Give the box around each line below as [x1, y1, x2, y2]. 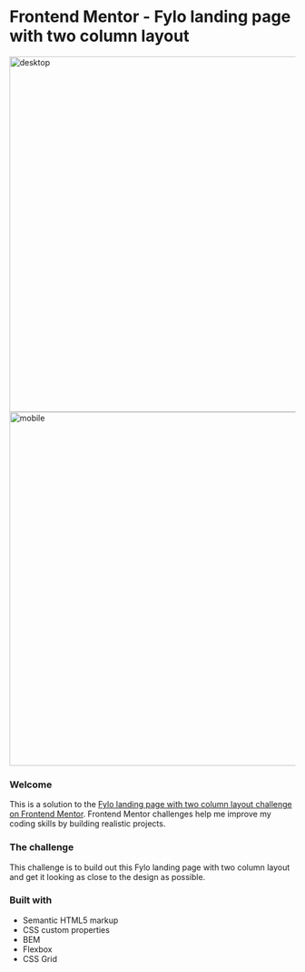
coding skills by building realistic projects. [9, 818, 166, 829]
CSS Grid [22, 953, 57, 964]
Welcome [9, 778, 53, 791]
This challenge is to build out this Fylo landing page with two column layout [9, 862, 290, 873]
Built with [9, 894, 53, 906]
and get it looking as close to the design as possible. [9, 871, 206, 882]
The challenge [9, 841, 74, 854]
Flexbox [22, 944, 53, 955]
